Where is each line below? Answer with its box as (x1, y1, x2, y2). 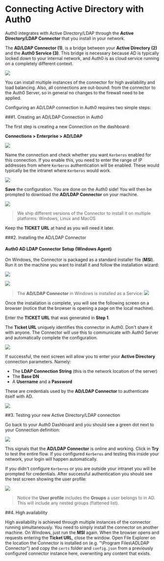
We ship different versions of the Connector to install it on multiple (17, 210, 151, 216)
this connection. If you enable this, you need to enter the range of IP (5, 157, 142, 163)
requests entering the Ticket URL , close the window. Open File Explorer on (5, 535, 156, 541)
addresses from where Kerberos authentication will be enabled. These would (5, 162, 160, 168)
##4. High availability (5, 510, 48, 516)
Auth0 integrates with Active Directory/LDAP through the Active (5, 30, 134, 36)
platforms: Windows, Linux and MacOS (17, 215, 96, 221)
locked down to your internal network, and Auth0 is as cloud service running (5, 55, 160, 61)
